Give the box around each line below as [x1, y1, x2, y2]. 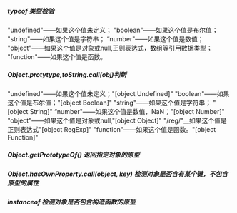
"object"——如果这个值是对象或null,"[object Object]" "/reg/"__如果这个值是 [7, 116, 227, 125]
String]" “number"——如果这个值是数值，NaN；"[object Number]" [29, 107, 225, 115]
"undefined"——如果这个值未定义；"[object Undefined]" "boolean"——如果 [7, 89, 230, 98]
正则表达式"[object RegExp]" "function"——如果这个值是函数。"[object [7, 125, 216, 133]
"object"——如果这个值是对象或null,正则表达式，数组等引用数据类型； [7, 43, 213, 52]
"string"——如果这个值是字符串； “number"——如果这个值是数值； [7, 34, 205, 43]
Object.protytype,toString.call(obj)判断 [7, 70, 127, 78]
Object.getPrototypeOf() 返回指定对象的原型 [7, 150, 140, 159]
